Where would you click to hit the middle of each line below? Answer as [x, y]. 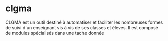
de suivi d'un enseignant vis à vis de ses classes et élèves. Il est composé [82, 27]
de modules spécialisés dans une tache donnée [55, 33]
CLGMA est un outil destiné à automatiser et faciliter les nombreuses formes [84, 22]
